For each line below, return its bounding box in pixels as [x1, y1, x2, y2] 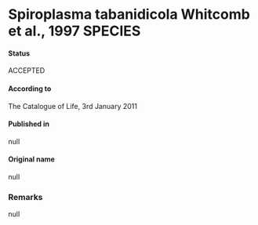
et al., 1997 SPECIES [8, 22, 141, 40]
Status [8, 49, 31, 58]
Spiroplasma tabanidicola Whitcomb [8, 5, 251, 24]
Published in [8, 119, 49, 129]
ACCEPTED [8, 66, 45, 75]
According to [8, 84, 52, 93]
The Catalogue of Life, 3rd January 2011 [8, 101, 137, 111]
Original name [8, 154, 55, 164]
